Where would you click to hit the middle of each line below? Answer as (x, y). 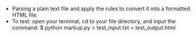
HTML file (24, 15)
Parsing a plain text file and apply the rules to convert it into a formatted (101, 9)
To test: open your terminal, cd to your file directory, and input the (94, 21)
